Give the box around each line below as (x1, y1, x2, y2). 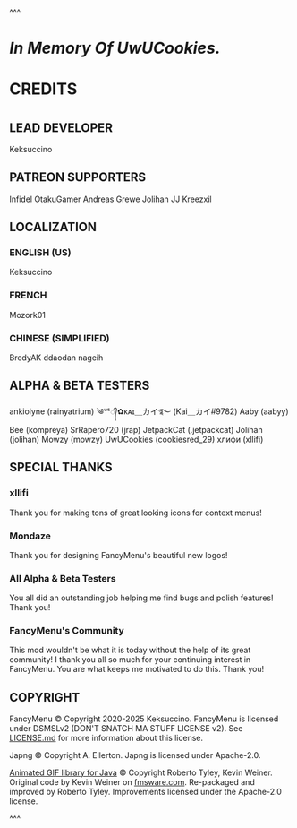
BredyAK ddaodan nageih (9, 352, 104, 363)
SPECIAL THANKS (9, 460, 114, 475)
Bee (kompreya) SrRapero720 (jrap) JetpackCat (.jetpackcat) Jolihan (9, 424, 263, 435)
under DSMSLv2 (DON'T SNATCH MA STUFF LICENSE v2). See (9, 723, 243, 734)
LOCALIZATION (9, 220, 97, 235)
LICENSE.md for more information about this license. (9, 733, 204, 744)
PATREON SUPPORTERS (9, 169, 147, 185)
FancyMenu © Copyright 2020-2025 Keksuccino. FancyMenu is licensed (9, 713, 279, 724)
